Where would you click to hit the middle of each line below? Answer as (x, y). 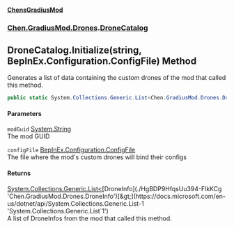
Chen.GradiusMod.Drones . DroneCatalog (78, 28)
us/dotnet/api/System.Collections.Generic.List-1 (76, 203)
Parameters (24, 113)
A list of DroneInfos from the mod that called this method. (89, 218)
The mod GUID (29, 136)
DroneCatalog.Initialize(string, (75, 50)
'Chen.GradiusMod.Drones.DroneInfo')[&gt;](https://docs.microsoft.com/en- (117, 196)
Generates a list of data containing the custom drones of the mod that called (117, 78)
